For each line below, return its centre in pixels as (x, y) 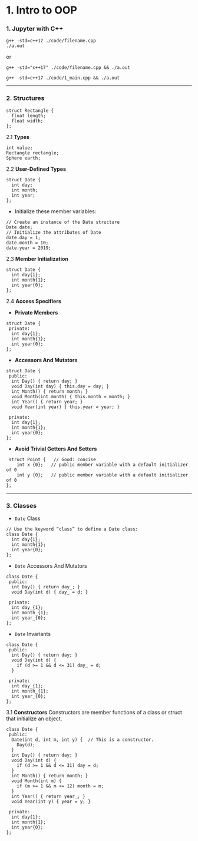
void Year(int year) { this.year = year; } (65, 407)
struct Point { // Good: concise (52, 459)
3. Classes (22, 505)
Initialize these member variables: (55, 211)
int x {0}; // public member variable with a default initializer (103, 465)
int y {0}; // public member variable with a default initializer (103, 475)
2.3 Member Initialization (37, 259)
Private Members (36, 312)
